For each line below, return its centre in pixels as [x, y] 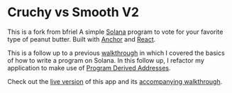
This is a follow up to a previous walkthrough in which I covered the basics [116, 53]
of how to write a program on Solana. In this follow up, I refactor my [106, 60]
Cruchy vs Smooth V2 [73, 12]
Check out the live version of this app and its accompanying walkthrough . [115, 81]
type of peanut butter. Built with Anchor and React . [82, 39]
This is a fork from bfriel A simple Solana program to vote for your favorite [115, 32]
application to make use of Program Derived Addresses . [89, 68]
